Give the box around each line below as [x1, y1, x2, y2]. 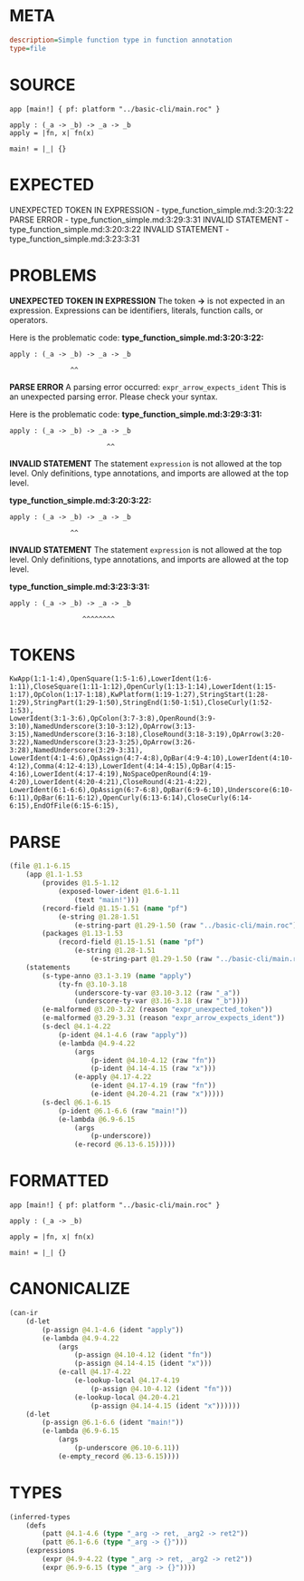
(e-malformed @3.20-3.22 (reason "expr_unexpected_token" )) [42, 1005, 273, 1015]
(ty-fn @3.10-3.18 [57, 979, 128, 989]
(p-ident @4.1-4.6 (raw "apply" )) [57, 1030, 188, 1039]
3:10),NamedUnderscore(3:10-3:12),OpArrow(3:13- [9, 722, 196, 732]
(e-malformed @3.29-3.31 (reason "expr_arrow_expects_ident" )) [42, 1014, 285, 1023]
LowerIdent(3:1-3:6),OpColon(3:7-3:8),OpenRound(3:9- [9, 714, 217, 723]
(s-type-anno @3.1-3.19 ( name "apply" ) [42, 971, 193, 980]
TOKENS [9, 644, 76, 665]
